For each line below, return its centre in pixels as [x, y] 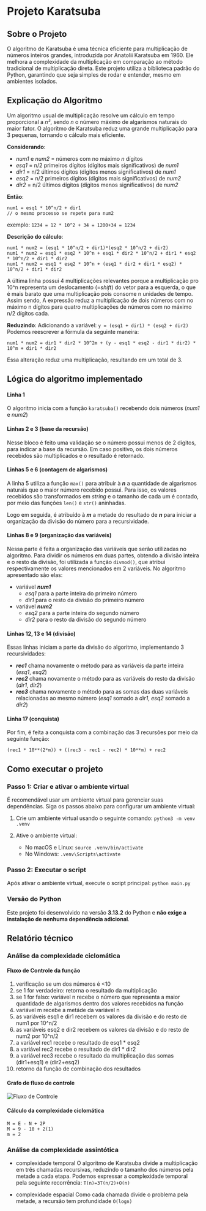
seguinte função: [28, 739]
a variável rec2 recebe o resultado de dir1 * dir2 [76, 1049]
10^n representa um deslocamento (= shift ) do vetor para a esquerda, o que [101, 287]
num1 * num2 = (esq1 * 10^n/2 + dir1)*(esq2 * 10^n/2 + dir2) [88, 248]
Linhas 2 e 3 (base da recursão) [48, 429]
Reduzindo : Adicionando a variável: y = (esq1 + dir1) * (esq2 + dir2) [98, 325]
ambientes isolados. [32, 81]
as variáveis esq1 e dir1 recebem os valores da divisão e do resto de [101, 1016]
